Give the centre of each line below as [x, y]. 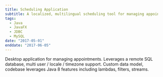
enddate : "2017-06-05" [28, 45]
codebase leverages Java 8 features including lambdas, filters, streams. [77, 69]
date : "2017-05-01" [25, 41]
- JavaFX [18, 27]
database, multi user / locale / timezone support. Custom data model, [74, 64]
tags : [10, 18]
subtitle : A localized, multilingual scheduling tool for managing [75, 14]
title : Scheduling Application [37, 9]
